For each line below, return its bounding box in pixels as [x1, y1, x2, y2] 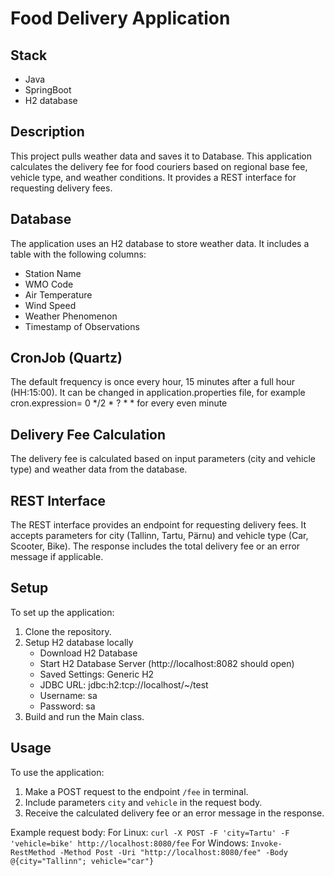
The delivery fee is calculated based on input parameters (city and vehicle [10, 453, 316, 465]
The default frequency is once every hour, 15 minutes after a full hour [10, 376, 295, 388]
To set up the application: [10, 606, 115, 618]
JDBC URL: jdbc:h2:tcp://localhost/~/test [39, 678, 209, 691]
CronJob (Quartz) [10, 350, 123, 367]
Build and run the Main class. [24, 710, 145, 722]
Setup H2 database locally [24, 636, 134, 648]
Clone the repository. [24, 625, 112, 637]
